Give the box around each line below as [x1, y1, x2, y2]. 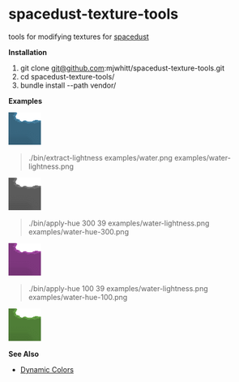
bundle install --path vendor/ [19, 80, 117, 90]
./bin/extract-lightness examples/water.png [28, 152, 173, 162]
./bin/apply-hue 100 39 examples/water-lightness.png [28, 283, 208, 293]
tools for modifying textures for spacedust [8, 32, 150, 41]
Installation [8, 47, 47, 57]
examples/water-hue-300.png [28, 226, 130, 236]
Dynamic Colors [19, 364, 75, 374]
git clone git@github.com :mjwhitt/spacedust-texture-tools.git [19, 62, 225, 73]
